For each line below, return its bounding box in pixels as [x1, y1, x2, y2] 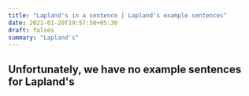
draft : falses [8, 26, 55, 34]
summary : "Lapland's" [8, 33, 80, 42]
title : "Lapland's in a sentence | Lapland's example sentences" [8, 11, 227, 20]
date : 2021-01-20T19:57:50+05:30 [8, 19, 118, 27]
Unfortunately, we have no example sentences [8, 62, 242, 76]
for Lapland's [8, 75, 75, 88]
